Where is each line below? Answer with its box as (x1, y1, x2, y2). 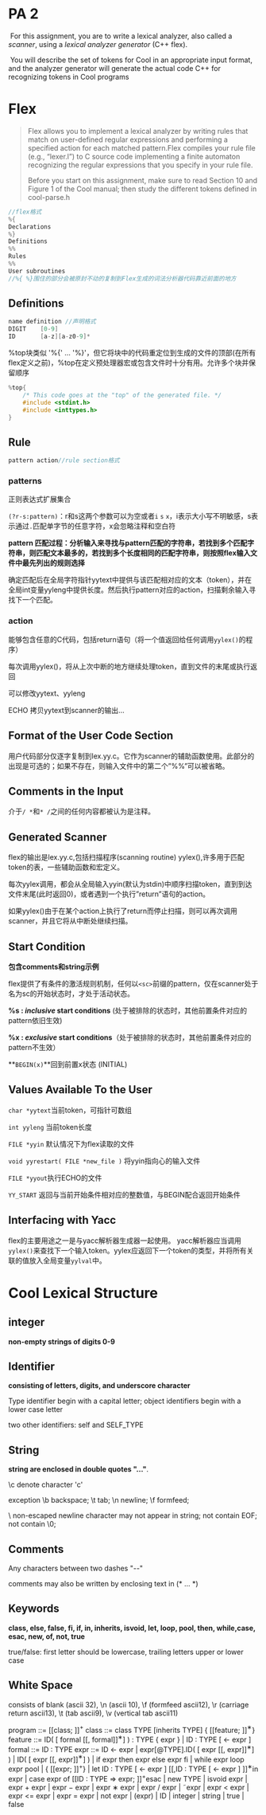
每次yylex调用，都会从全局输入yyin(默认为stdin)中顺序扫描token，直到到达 (8, 880, 253, 889)
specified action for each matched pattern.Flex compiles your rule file (27, 143, 256, 152)
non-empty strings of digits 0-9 (8, 1336, 115, 1347)
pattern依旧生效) (8, 1015, 63, 1025)
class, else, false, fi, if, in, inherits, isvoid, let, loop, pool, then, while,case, (8, 1623, 256, 1633)
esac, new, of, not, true (8, 1631, 86, 1641)
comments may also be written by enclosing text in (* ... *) (8, 1579, 199, 1589)
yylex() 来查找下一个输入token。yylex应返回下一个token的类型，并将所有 (8, 1245, 248, 1255)
